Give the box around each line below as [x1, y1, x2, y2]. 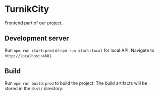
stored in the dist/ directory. [4, 85, 64, 91]
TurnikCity [4, 3, 49, 15]
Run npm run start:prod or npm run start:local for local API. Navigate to [4, 47, 155, 53]
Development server [4, 34, 69, 43]
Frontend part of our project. [4, 20, 63, 26]
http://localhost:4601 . [4, 52, 53, 58]
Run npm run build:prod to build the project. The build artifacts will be [4, 80, 148, 86]
